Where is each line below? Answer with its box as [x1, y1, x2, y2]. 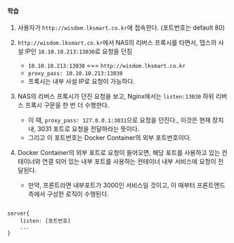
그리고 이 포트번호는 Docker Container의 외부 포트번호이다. [27, 134, 192, 142]
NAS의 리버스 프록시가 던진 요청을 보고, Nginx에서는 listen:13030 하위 [17, 92, 214, 101]
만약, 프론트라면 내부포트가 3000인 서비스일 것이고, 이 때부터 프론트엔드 [27, 181, 226, 189]
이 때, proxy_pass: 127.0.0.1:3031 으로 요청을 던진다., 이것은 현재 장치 [27, 116, 224, 125]
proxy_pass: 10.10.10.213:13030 [27, 70, 123, 77]
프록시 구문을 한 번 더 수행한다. [25, 101, 110, 109]
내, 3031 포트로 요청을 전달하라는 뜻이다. [27, 125, 140, 133]
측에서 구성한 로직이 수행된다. [27, 190, 109, 199]
